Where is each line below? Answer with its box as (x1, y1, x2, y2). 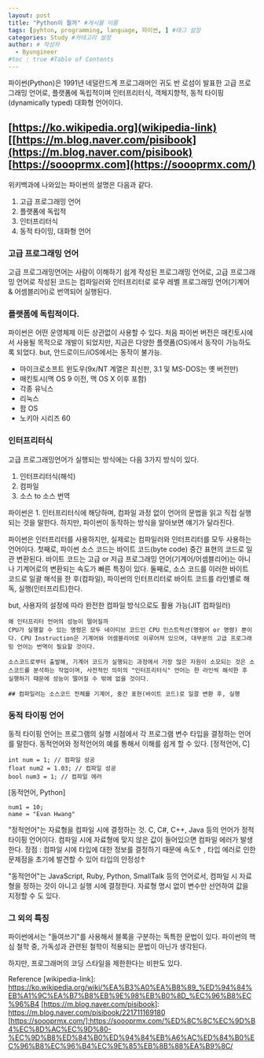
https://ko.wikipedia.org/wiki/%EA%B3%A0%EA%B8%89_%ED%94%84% (8, 982, 253, 993)
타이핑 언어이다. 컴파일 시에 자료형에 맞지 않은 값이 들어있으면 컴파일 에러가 (8, 834, 239, 844)
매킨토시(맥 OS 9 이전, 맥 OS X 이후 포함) (19, 374, 147, 384)
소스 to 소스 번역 (19, 491, 71, 500)
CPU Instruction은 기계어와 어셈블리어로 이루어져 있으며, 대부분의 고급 (20, 634, 228, 642)
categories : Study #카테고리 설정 (8, 33, 112, 42)
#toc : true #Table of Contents (8, 56, 114, 64)
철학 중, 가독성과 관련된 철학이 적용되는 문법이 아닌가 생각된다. (16, 942, 207, 952)
